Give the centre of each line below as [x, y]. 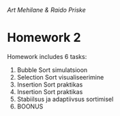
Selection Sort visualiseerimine [60, 77]
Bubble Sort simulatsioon [52, 70]
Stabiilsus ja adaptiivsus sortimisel [65, 99]
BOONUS [30, 106]
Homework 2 [44, 38]
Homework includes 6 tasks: [47, 56]
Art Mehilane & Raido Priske [47, 10]
